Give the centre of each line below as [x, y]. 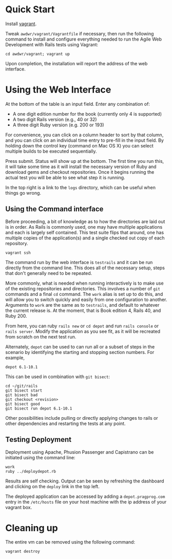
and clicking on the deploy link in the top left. [53, 486]
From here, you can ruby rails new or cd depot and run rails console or [82, 326]
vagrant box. [19, 507]
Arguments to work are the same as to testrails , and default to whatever [82, 305]
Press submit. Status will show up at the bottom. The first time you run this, [85, 161]
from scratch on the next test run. [41, 337]
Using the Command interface [54, 209]
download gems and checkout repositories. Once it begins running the [80, 172]
